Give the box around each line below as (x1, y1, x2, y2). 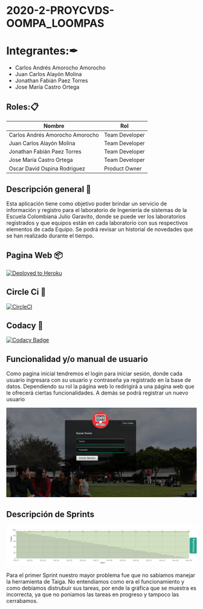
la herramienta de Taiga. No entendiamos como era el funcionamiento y (6, 578, 185, 585)
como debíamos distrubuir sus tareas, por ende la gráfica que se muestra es (6, 584, 196, 591)
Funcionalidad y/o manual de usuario (6, 354, 148, 364)
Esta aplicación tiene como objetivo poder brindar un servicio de (6, 200, 167, 207)
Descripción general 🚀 (6, 184, 92, 194)
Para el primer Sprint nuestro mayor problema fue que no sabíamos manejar (6, 572, 196, 579)
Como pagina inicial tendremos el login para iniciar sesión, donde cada (6, 370, 183, 378)
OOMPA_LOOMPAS (6, 16, 105, 30)
